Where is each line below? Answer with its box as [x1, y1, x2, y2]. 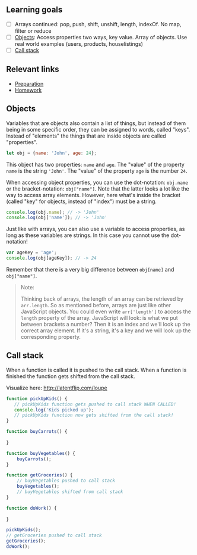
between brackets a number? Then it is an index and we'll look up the [20, 321, 191, 328]
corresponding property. [20, 333, 81, 340]
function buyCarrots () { [6, 429, 68, 435]
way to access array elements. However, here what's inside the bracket [6, 191, 181, 198]
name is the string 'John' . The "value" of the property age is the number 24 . [6, 167, 188, 174]
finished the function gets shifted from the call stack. [6, 372, 135, 380]
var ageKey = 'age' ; [6, 250, 58, 255]
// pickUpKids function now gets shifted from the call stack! [14, 412, 174, 419]
